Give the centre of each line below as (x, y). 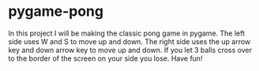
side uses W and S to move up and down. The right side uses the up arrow (129, 41)
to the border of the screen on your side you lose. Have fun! (105, 58)
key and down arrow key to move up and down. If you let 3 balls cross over (130, 50)
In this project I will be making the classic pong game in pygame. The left (127, 33)
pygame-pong (56, 11)
